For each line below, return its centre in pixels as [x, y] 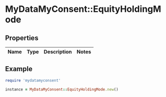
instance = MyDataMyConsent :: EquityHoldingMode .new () [62, 89]
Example [19, 69]
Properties [22, 38]
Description [58, 52]
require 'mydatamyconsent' [33, 80]
